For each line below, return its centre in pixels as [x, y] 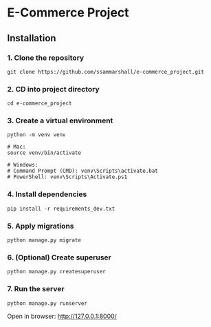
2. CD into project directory [53, 89]
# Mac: [16, 147]
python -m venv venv [37, 135]
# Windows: [23, 165]
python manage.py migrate [44, 240]
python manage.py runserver [47, 303]
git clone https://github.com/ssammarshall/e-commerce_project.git [106, 72]
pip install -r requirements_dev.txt [61, 209]
